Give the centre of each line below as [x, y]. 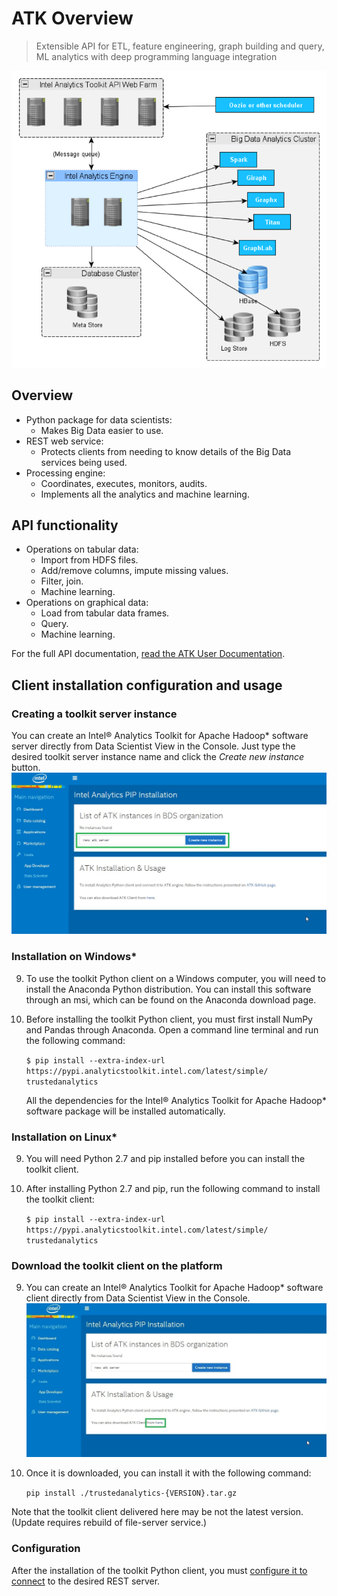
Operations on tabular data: [82, 549]
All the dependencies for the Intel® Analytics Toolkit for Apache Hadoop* [176, 1100]
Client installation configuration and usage [147, 685]
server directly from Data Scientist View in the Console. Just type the [153, 746]
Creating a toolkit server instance [94, 714]
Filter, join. [62, 581]
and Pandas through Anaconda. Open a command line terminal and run [172, 1029]
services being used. [84, 462]
